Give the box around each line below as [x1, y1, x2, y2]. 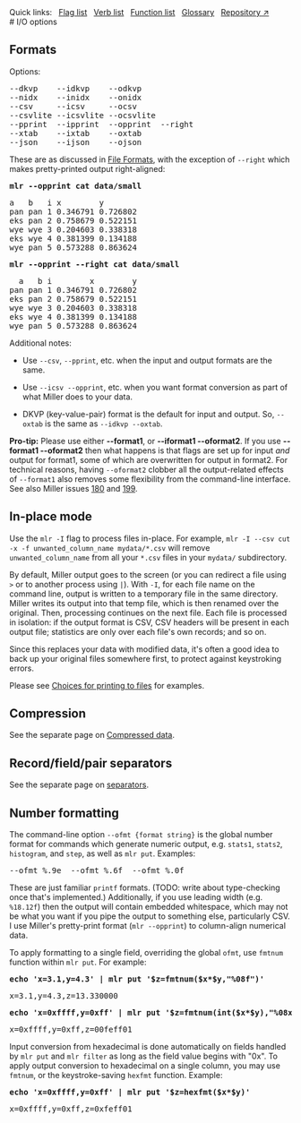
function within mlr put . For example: [9, 956, 147, 968]
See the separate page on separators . [9, 779, 150, 790]
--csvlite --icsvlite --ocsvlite [9, 110, 157, 120]
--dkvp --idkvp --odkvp [9, 83, 142, 93]
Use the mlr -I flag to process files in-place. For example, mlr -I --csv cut [9, 533, 291, 544]
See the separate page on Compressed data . [9, 730, 175, 741]
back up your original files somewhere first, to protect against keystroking [9, 653, 282, 664]
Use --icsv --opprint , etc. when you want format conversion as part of [21, 381, 288, 392]
